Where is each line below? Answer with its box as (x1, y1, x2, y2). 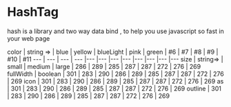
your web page (7, 34, 50, 42)
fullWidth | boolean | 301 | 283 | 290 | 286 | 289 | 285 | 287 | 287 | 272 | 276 (7, 70, 224, 78)
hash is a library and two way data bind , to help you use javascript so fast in (7, 27, 224, 35)
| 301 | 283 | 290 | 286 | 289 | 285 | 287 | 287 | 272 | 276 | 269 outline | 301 (7, 84, 222, 93)
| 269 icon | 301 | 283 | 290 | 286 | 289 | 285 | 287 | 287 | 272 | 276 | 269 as (7, 77, 224, 85)
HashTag (7, 4, 59, 20)
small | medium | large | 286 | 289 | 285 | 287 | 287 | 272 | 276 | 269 (7, 62, 201, 70)
